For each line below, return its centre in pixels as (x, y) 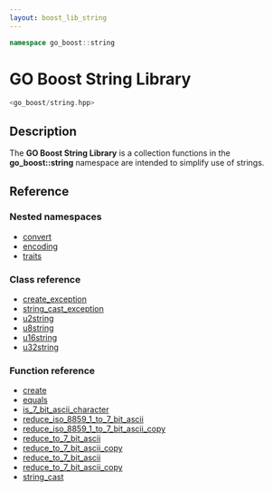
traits (32, 255)
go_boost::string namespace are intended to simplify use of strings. (137, 163)
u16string (40, 338)
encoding (40, 246)
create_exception (55, 299)
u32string (40, 347)
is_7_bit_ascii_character (66, 409)
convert (37, 236)
